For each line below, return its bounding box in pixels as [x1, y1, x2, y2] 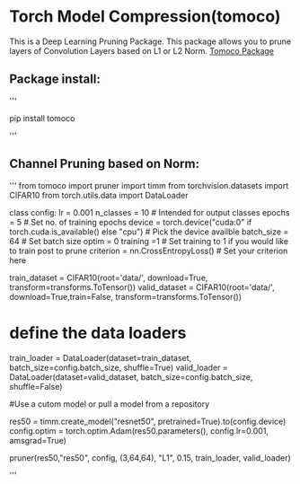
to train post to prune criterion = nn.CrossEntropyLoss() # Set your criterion [9, 245, 288, 256]
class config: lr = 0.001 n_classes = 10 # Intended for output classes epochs [9, 207, 290, 217]
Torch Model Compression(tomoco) [9, 6, 281, 27]
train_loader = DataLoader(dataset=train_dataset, [9, 352, 192, 363]
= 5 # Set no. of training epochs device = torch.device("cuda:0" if [9, 216, 252, 227]
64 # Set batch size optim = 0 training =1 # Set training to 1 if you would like [9, 235, 289, 246]
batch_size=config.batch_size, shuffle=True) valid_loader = [9, 362, 229, 373]
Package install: [9, 72, 101, 87]
